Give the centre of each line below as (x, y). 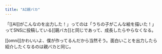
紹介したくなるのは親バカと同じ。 (39, 46)
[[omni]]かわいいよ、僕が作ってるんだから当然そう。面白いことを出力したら (81, 40)
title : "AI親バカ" (23, 9)
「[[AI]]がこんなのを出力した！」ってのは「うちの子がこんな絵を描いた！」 (81, 24)
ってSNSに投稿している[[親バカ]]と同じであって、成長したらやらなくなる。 (81, 30)
